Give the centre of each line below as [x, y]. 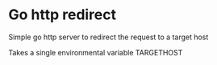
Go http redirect [63, 15]
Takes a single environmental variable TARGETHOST [96, 52]
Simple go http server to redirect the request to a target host [108, 37]
